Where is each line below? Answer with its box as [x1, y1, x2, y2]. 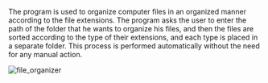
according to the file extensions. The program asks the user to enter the [8, 15, 247, 25]
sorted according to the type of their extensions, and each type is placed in [8, 32, 258, 42]
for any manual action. [8, 50, 83, 59]
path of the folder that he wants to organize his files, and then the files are [8, 24, 254, 33]
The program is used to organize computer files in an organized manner [8, 7, 247, 16]
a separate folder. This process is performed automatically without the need [8, 41, 260, 51]
